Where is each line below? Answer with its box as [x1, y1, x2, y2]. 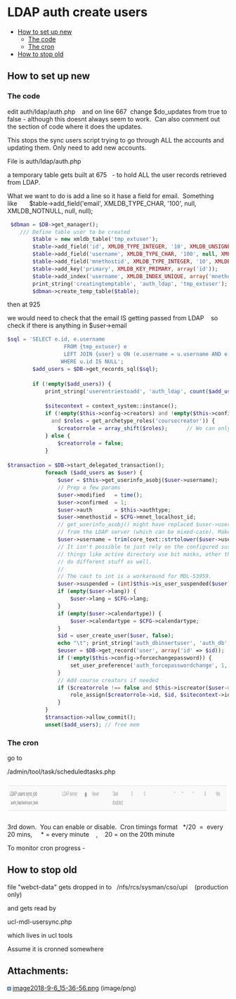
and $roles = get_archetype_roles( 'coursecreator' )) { [51, 417, 216, 424]
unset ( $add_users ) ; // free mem [44, 721, 140, 728]
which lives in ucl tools [7, 931, 73, 939]
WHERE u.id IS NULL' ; [60, 358, 124, 365]
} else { [44, 432, 71, 439]
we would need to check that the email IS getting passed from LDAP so [7, 314, 218, 322]
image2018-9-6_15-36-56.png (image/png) [12, 984, 137, 992]
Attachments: [7, 965, 69, 977]
